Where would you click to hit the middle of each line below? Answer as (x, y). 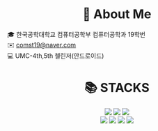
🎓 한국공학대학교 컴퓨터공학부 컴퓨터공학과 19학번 (77, 34)
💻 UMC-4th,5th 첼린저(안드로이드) (56, 56)
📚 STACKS (117, 88)
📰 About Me (117, 14)
